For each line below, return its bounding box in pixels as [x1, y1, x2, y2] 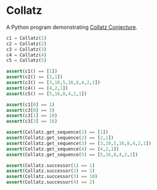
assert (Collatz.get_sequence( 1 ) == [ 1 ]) [6, 129, 109, 135]
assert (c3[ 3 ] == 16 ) [6, 118, 58, 124]
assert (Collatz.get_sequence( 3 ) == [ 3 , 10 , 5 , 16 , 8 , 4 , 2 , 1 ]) [6, 140, 152, 146]
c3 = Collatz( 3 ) [6, 46, 47, 52]
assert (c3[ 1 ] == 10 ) [6, 112, 58, 119]
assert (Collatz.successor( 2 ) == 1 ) [6, 168, 95, 174]
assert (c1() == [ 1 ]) [6, 69, 58, 75]
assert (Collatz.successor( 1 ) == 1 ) [6, 162, 95, 168]
